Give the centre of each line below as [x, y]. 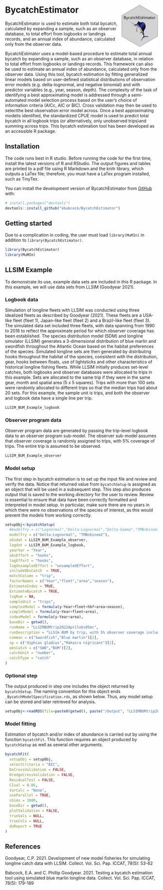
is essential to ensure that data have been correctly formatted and [71, 500]
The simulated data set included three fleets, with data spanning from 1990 [80, 326]
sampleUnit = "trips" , [32, 602]
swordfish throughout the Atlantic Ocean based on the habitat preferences [79, 346]
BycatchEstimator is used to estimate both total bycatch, [61, 23]
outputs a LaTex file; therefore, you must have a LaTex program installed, [78, 174]
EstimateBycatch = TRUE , [34, 591]
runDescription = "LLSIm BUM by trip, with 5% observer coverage [77, 632]
